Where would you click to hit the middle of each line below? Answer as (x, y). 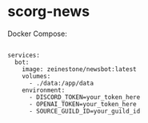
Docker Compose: (37, 34)
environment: (44, 90)
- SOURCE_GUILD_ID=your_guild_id (84, 111)
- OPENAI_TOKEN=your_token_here (82, 104)
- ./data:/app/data (61, 83)
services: (24, 55)
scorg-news (49, 12)
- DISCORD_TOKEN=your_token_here (84, 97)
